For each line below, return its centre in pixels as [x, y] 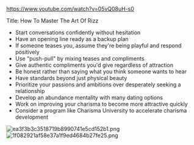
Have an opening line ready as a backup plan [72, 39]
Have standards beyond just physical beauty [71, 78]
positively [27, 52]
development [32, 117]
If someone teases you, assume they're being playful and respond [98, 46]
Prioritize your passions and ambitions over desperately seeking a [98, 84]
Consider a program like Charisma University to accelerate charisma [101, 110]
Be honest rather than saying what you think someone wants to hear [101, 72]
